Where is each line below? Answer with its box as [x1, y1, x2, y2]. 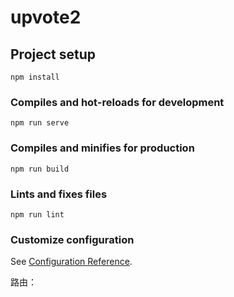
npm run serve [10, 118, 70, 128]
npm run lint [10, 209, 65, 220]
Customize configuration [10, 232, 135, 246]
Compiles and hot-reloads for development [10, 95, 225, 109]
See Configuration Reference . [10, 256, 133, 268]
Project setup [10, 46, 97, 63]
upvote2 [10, 6, 82, 29]
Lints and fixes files [10, 187, 108, 201]
